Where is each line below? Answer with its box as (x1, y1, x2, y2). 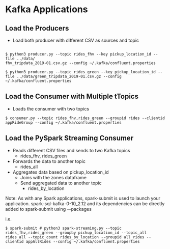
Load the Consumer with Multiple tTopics (5, 92, 139, 101)
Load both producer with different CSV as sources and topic (12, 37, 139, 43)
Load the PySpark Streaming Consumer (5, 134, 134, 143)
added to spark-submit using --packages (5, 206, 92, 212)
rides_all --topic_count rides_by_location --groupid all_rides (5, 234, 145, 240)
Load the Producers (5, 24, 69, 33)
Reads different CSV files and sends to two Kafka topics (12, 147, 131, 153)
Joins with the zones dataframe (20, 174, 87, 180)
